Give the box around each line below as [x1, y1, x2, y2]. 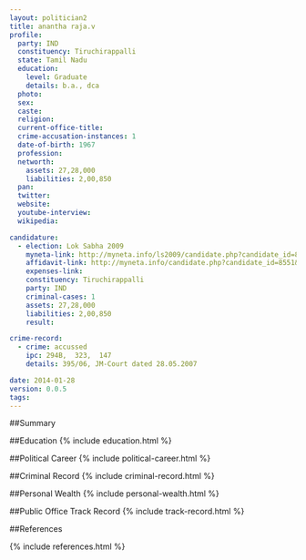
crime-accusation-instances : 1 [17, 132, 137, 141]
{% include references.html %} [9, 541, 126, 552]
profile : [9, 30, 43, 39]
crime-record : [9, 334, 64, 343]
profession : [17, 148, 64, 158]
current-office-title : [17, 124, 104, 133]
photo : [17, 89, 43, 98]
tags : [9, 392, 30, 402]
